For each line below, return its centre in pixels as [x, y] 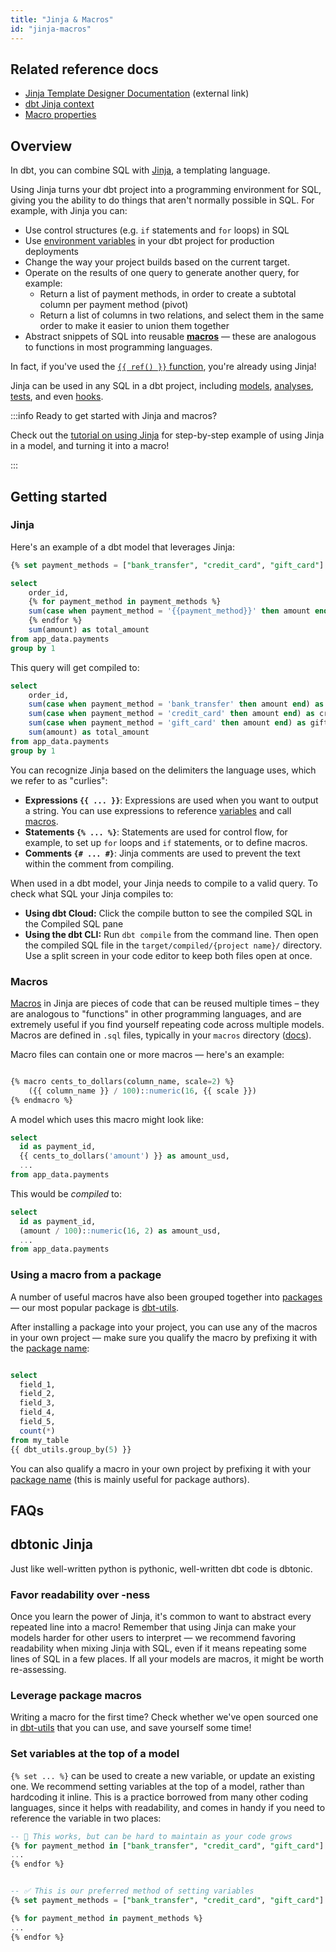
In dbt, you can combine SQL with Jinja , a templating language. [140, 170]
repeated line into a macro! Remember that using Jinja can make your [153, 1627]
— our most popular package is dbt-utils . [95, 1307]
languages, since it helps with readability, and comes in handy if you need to [168, 1807]
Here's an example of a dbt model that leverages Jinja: [122, 547]
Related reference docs [84, 69]
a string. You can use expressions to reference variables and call [158, 810]
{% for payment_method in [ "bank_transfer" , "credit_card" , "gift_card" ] [167, 1846]
